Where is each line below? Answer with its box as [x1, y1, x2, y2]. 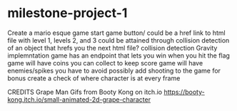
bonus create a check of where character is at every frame [7, 73, 181, 83]
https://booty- [163, 88, 205, 96]
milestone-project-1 [7, 5, 128, 21]
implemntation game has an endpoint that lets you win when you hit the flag [7, 51, 231, 60]
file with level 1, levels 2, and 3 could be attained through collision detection [7, 36, 230, 44]
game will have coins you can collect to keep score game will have [7, 58, 203, 67]
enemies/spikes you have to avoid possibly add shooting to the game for [7, 66, 221, 75]
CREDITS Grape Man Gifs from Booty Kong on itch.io [7, 88, 163, 96]
